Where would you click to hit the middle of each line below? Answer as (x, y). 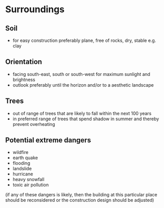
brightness (24, 80)
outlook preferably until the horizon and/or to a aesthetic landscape (83, 85)
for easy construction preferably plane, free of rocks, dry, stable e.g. (84, 40)
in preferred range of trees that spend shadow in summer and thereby (86, 119)
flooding (21, 163)
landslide (22, 169)
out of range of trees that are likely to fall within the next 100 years (82, 113)
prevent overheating (34, 124)
